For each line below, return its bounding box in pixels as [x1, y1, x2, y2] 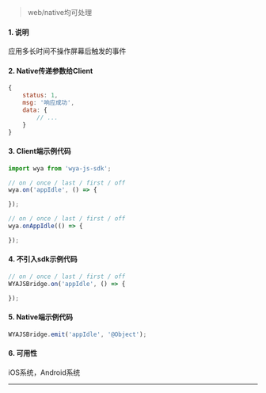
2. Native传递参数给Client [8, 66, 93, 75]
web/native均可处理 [27, 8, 93, 17]
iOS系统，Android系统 [8, 368, 81, 377]
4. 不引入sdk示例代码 [8, 254, 78, 264]
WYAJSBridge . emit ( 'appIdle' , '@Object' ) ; [8, 330, 147, 338]
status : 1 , [22, 91, 59, 100]
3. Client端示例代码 [8, 147, 71, 156]
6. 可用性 [8, 349, 38, 358]
